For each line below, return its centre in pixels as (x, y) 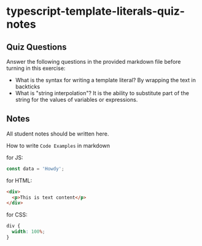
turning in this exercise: (36, 68)
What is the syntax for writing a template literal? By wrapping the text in (106, 80)
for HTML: (19, 180)
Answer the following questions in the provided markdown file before (94, 62)
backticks (28, 86)
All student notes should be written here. (58, 134)
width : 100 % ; (29, 232)
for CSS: (17, 215)
